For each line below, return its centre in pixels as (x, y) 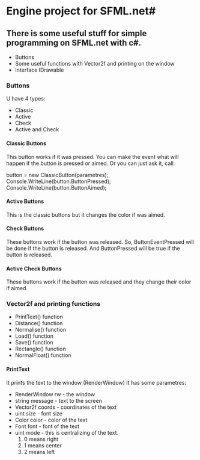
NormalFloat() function (43, 355)
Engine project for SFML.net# (81, 11)
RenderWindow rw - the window (55, 394)
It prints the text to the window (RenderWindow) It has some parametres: (96, 382)
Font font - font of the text (47, 426)
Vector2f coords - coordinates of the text (66, 407)
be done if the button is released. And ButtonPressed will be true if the (93, 248)
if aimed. (17, 288)
